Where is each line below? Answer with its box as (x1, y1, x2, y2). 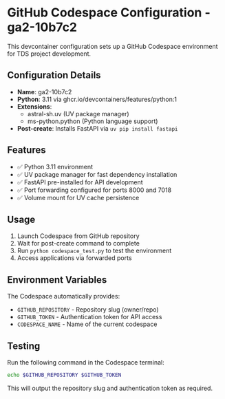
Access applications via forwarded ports (17, 254, 132, 262)
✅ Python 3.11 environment (17, 162, 94, 171)
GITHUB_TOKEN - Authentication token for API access (17, 313, 162, 321)
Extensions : (17, 102, 52, 111)
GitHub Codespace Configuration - (7, 5, 211, 21)
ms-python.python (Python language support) (27, 117, 158, 125)
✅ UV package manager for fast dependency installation (17, 170, 178, 178)
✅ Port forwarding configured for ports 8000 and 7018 (17, 186, 172, 194)
